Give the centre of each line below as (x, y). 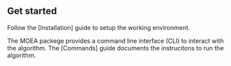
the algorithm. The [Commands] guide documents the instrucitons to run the (115, 48)
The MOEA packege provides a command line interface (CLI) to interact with (115, 41)
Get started (32, 11)
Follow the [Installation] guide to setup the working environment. (99, 27)
